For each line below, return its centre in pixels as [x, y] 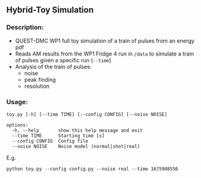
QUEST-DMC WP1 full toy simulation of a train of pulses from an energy [105, 41]
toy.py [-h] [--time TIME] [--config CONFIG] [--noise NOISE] [87, 114]
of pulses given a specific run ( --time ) [63, 60]
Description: [25, 27]
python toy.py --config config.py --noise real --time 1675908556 [92, 169]
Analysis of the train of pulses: [53, 66]
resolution [37, 86]
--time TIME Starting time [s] [58, 136]
